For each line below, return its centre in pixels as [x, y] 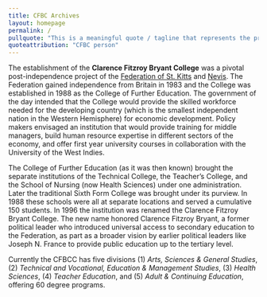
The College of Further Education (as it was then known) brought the [121, 168]
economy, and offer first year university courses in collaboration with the [127, 144]
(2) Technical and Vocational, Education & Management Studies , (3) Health [132, 268]
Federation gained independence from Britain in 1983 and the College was [130, 85]
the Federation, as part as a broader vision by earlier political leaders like [127, 236]
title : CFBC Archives [44, 16]
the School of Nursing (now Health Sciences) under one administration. [125, 185]
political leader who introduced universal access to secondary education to [132, 227]
